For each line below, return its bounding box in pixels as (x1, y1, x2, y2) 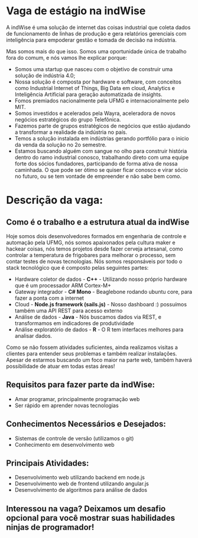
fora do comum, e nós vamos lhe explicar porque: (6, 54, 127, 61)
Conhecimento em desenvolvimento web (14, 441, 115, 448)
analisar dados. (14, 332, 52, 339)
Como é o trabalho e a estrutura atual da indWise (6, 217, 190, 227)
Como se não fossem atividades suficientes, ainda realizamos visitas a (6, 344, 178, 351)
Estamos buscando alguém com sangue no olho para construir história (14, 147, 187, 155)
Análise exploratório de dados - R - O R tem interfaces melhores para (14, 326, 184, 333)
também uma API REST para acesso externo (14, 307, 123, 314)
